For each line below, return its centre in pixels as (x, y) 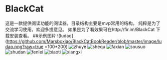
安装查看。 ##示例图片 (33, 35)
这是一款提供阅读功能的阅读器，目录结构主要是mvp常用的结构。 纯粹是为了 (83, 23)
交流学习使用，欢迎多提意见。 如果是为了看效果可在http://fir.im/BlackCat (80, 29)
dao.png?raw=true (24, 46)
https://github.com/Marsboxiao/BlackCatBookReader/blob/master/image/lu (84, 41)
